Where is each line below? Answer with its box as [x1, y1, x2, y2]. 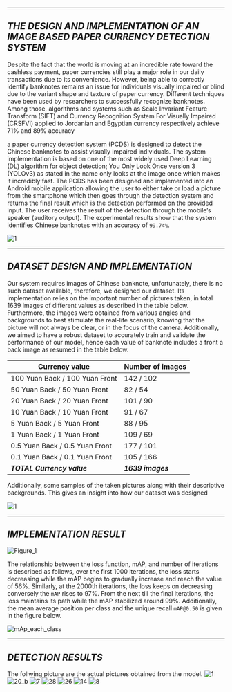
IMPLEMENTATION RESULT [7, 529, 126, 540]
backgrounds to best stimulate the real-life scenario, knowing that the [7, 316, 206, 324]
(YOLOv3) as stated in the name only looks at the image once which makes [7, 169, 221, 177]
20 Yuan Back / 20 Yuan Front [10, 396, 108, 406]
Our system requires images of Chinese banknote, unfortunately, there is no [7, 279, 223, 287]
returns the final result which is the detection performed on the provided [7, 199, 213, 207]
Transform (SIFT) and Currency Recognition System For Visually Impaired [7, 111, 216, 120]
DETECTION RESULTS [7, 651, 103, 663]
